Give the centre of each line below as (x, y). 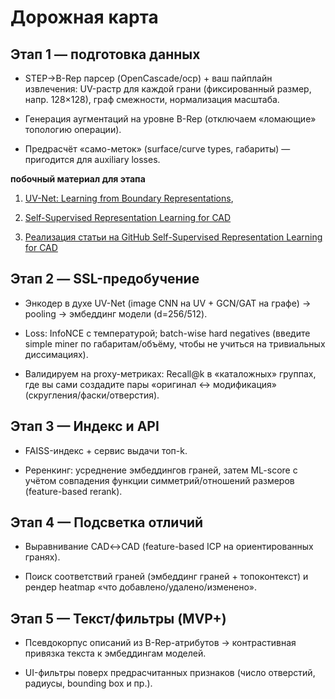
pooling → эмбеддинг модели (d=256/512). (116, 313)
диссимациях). (56, 354)
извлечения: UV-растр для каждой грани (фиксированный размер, (168, 89)
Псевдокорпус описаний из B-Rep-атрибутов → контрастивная (160, 643)
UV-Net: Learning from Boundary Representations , (129, 198)
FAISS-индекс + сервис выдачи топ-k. (106, 450)
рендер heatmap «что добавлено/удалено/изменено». (141, 587)
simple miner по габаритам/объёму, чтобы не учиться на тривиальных (175, 343)
